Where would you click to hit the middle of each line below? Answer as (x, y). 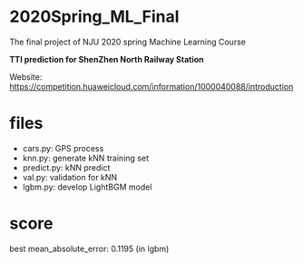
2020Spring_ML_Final (94, 17)
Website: (26, 77)
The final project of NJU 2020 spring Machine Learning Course (128, 42)
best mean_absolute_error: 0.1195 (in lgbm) (89, 248)
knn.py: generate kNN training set (86, 158)
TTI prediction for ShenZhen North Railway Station (107, 59)
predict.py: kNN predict (66, 167)
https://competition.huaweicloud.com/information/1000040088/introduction (151, 86)
